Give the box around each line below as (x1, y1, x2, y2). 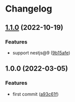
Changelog (5, 3, 52, 15)
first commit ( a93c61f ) (12, 91, 59, 97)
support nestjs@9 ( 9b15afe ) (12, 49, 70, 56)
